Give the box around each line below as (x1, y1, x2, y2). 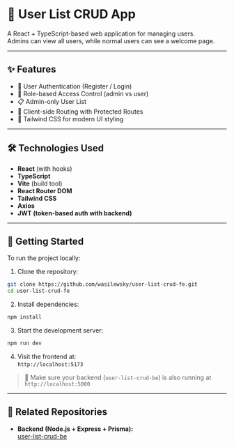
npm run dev (7, 340, 42, 347)
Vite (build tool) (17, 179, 63, 188)
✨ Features (7, 63, 56, 75)
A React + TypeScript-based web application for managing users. (7, 29, 195, 38)
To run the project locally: (7, 254, 81, 262)
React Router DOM (17, 186, 72, 195)
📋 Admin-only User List (17, 97, 87, 105)
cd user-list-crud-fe (7, 287, 70, 295)
